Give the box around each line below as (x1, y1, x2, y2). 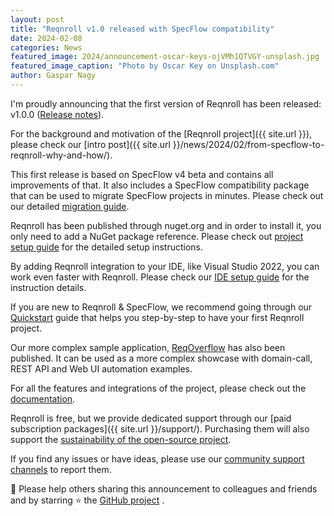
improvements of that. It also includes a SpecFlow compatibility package (10, 179, 310, 191)
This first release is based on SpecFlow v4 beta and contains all (10, 168, 274, 180)
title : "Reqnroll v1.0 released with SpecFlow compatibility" (10, 24, 275, 34)
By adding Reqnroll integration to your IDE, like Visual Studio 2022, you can (10, 260, 320, 272)
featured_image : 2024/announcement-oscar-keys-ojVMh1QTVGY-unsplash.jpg (10, 52, 320, 62)
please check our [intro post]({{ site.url (10, 138, 171, 150)
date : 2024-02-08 (10, 33, 83, 43)
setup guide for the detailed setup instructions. (10, 241, 204, 253)
